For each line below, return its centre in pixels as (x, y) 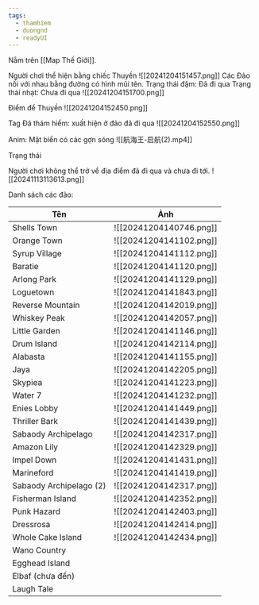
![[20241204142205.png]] (166, 370)
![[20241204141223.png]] (166, 383)
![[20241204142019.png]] (166, 305)
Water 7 (27, 395)
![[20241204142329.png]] (166, 447)
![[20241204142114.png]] (166, 344)
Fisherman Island (44, 499)
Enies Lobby (35, 408)
